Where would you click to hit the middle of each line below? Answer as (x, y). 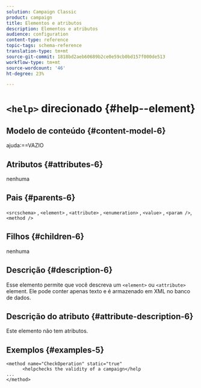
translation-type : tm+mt (37, 51)
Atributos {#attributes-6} (55, 164)
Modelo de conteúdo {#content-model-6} (86, 131)
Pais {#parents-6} (41, 198)
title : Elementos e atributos (44, 23)
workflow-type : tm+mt (33, 62)
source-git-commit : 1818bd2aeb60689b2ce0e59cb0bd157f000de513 (86, 57)
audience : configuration (37, 34)
